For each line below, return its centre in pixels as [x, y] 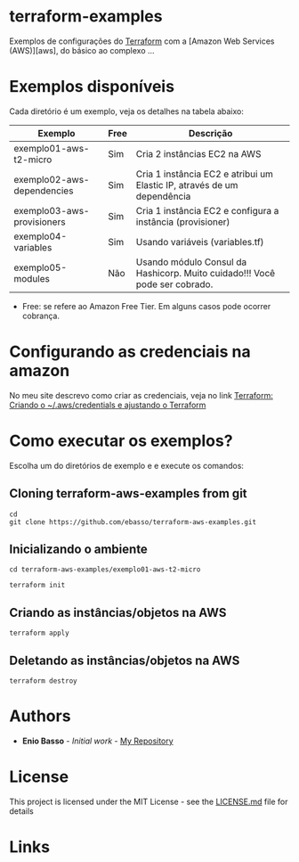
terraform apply [39, 633]
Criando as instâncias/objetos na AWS [118, 612]
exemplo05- [40, 267]
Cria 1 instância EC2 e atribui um [205, 174]
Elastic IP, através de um [187, 185]
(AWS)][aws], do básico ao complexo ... [82, 50]
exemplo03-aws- [52, 210]
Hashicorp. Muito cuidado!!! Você [206, 273]
